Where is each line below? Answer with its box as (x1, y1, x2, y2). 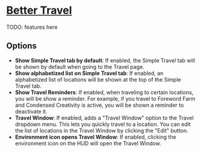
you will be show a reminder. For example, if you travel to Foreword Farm (14, 95, 196, 102)
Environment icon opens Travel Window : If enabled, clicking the (14, 133, 176, 140)
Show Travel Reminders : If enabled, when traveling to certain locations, (14, 88, 194, 96)
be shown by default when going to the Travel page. (14, 63, 144, 70)
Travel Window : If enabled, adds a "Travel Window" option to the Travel (14, 114, 194, 121)
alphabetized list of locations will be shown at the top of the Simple (14, 76, 182, 83)
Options (6, 41, 37, 51)
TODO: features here (6, 23, 58, 31)
